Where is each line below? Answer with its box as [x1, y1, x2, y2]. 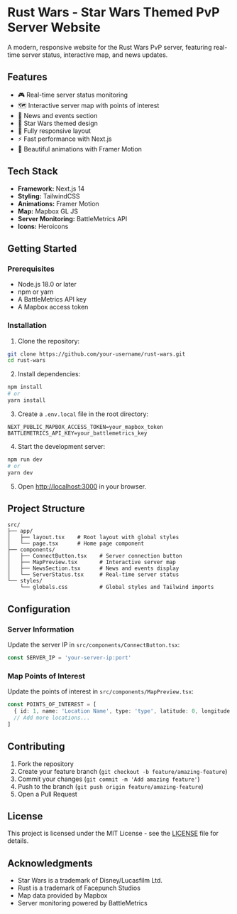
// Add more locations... [13, 714, 91, 721]
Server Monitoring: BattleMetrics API [17, 214, 128, 223]
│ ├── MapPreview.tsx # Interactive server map [7, 559, 176, 566]
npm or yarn [17, 287, 54, 296]
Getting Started [7, 243, 77, 255]
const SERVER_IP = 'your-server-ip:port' [7, 654, 132, 661]
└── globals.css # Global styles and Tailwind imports [20, 584, 214, 591]
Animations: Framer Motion [17, 199, 99, 208]
